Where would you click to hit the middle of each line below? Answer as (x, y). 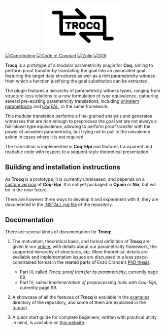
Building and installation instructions (63, 167)
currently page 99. (38, 288)
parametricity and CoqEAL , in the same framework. (57, 106)
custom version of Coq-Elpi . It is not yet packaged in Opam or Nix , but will (81, 184)
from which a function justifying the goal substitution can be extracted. (77, 81)
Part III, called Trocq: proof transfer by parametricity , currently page (89, 272)
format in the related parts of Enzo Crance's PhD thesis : (94, 262)
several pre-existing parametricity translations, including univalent (72, 101)
